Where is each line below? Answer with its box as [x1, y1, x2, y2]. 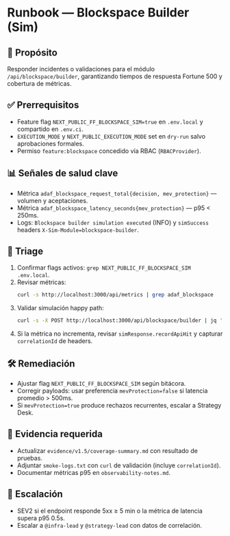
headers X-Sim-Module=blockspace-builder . [16, 225, 139, 234]
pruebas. [16, 454, 43, 462]
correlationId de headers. [16, 337, 93, 345]
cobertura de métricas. [7, 80, 72, 87]
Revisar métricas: [16, 278, 66, 286]
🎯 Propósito [7, 47, 58, 58]
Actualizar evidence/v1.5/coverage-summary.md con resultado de [16, 446, 199, 454]
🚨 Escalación [7, 489, 63, 500]
